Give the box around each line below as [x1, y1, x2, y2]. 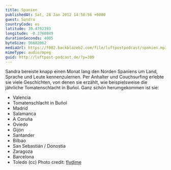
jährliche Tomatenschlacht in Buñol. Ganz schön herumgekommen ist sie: [5, 85, 159, 91]
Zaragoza [12, 148, 33, 155]
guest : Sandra [5, 17, 36, 22]
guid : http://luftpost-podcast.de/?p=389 [5, 54, 95, 60]
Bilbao [12, 138, 26, 144]
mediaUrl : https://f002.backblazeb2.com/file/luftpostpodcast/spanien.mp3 [5, 45, 167, 50]
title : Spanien [5, 7, 38, 13]
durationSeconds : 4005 [5, 36, 53, 41]
